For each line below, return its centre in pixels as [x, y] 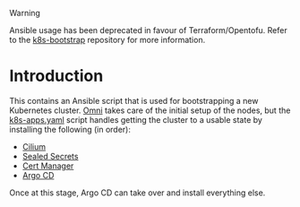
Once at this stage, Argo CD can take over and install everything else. [137, 193]
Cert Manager [48, 166]
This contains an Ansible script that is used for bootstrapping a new [134, 100]
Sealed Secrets [50, 156]
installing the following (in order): [70, 129]
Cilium [34, 146]
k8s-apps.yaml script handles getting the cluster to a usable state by [136, 119]
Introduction [56, 76]
